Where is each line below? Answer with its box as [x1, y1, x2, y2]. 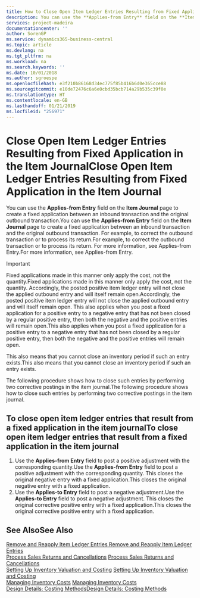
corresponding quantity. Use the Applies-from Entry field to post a [14, 463, 179, 471]
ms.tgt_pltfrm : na [6, 53, 52, 59]
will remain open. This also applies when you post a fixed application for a [6, 322, 186, 329]
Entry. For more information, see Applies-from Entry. [6, 248, 133, 256]
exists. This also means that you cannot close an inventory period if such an [6, 359, 191, 366]
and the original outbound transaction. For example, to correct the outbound [6, 230, 193, 237]
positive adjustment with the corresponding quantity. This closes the [14, 470, 183, 477]
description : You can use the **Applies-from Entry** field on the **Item [6, 14, 196, 20]
